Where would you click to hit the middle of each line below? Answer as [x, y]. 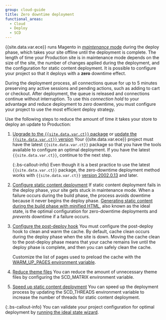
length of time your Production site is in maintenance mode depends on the [82, 57]
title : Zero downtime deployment [40, 14]
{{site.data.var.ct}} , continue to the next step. [62, 155]
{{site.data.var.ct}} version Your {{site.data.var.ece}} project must [83, 139]
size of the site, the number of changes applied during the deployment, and [83, 63]
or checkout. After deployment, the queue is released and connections [78, 93]
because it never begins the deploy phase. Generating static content [83, 201]
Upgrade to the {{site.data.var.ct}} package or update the [75, 134]
